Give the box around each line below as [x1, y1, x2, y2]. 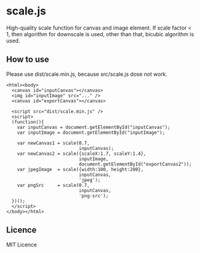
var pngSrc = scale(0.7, [17, 182, 90, 188]
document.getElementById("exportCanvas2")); [79, 161, 192, 167]
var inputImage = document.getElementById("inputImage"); [17, 130, 165, 136]
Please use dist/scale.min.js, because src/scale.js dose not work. [6, 70, 168, 78]
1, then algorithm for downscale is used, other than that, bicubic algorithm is [6, 30, 194, 37]
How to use [6, 54, 49, 64]
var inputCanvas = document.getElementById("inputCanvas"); [17, 124, 171, 130]
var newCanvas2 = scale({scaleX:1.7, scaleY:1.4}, [17, 151, 147, 157]
